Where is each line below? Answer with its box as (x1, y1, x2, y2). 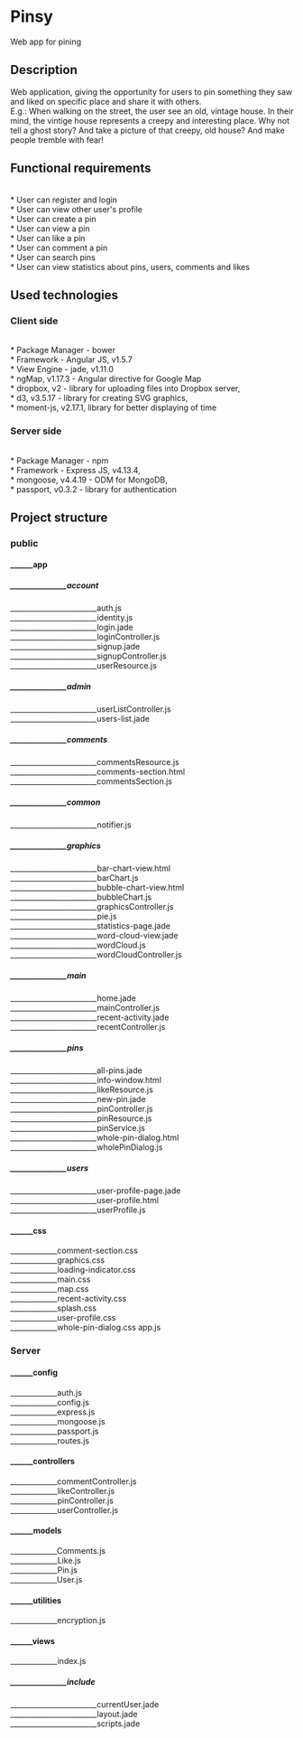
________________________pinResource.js (10, 1113, 152, 1124)
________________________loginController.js (10, 631, 161, 642)
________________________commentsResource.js (10, 757, 179, 768)
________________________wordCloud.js (10, 939, 147, 950)
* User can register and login (10, 194, 118, 205)
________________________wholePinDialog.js (10, 1142, 163, 1153)
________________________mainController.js (10, 1003, 161, 1014)
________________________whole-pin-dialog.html (10, 1132, 179, 1144)
